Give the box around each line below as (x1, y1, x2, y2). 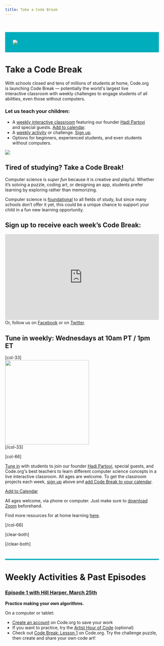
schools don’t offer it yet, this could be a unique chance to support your (5, 202, 149, 207)
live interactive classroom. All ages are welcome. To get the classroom (5, 474, 147, 480)
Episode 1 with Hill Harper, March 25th (5, 589, 97, 596)
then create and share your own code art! (12, 635, 96, 641)
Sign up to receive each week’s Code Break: (5, 221, 142, 230)
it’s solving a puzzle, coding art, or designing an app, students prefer (5, 181, 143, 187)
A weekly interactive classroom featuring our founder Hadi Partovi (12, 119, 145, 125)
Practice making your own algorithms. (5, 600, 84, 606)
